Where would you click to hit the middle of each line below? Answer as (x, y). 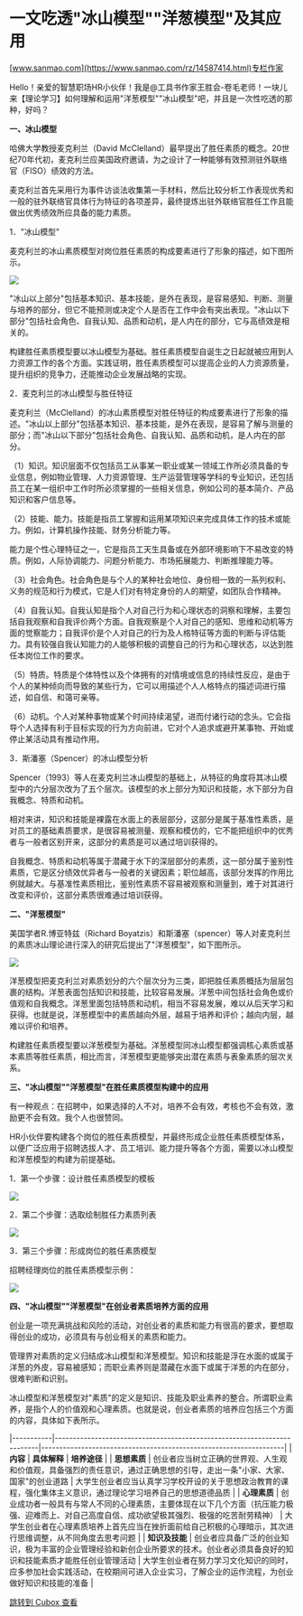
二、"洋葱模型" (37, 914)
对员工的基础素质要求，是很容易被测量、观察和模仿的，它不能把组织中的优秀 (151, 830)
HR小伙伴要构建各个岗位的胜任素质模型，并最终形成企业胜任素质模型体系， (149, 1136)
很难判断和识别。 (41, 1378)
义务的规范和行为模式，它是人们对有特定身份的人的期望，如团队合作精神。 (147, 591)
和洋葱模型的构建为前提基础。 (64, 1159)
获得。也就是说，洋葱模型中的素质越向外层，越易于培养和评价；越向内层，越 (151, 1014)
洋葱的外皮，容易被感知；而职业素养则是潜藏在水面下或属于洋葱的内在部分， (151, 1367)
